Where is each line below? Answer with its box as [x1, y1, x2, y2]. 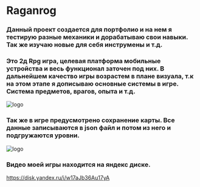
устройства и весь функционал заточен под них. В [6, 64, 165, 73]
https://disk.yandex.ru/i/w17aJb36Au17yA [6, 174, 110, 181]
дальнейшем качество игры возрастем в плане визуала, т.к [6, 72, 194, 81]
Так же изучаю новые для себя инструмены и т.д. [6, 41, 163, 49]
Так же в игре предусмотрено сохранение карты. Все [6, 116, 175, 124]
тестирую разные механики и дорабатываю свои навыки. [6, 33, 188, 41]
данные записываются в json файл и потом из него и [6, 124, 171, 132]
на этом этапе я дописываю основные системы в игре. [6, 80, 179, 88]
